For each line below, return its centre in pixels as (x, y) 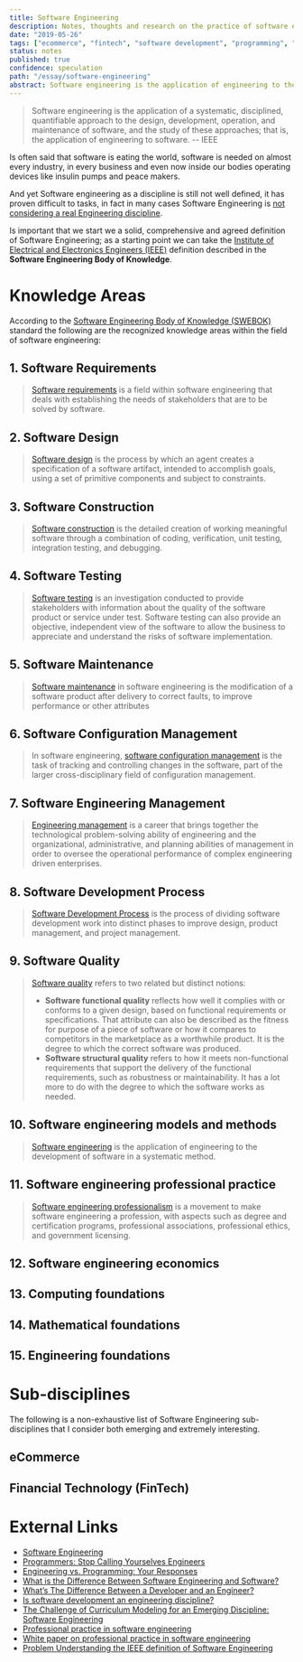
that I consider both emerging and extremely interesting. (155, 1429)
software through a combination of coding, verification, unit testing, (156, 538)
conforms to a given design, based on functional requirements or (165, 1010)
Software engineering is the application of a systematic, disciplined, (157, 110)
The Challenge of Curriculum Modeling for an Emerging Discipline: (146, 1610)
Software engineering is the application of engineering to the (144, 1146)
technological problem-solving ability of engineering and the (144, 835)
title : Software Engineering (64, 18)
